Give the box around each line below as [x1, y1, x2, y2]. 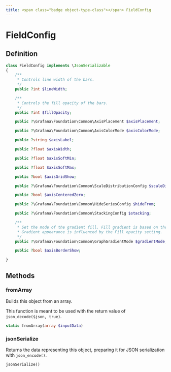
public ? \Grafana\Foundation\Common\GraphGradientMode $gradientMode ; [15, 239, 167, 244]
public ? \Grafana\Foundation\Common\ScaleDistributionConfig [15, 183, 147, 189]
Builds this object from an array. [6, 298, 73, 304]
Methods [6, 271, 35, 280]
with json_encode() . [6, 352, 47, 358]
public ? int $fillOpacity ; [15, 110, 72, 115]
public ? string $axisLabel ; [15, 138, 74, 143]
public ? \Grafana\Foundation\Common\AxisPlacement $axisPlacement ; [15, 119, 160, 125]
